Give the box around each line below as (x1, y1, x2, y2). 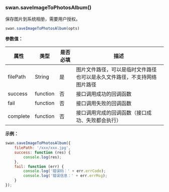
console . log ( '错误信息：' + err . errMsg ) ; (23, 173, 108, 178)
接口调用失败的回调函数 (76, 100, 132, 107)
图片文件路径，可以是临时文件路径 (76, 66, 157, 73)
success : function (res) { (14, 150, 71, 155)
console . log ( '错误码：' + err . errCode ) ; (23, 168, 106, 174)
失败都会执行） (86, 117, 122, 124)
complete (8, 113, 30, 120)
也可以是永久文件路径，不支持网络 (76, 74, 157, 81)
